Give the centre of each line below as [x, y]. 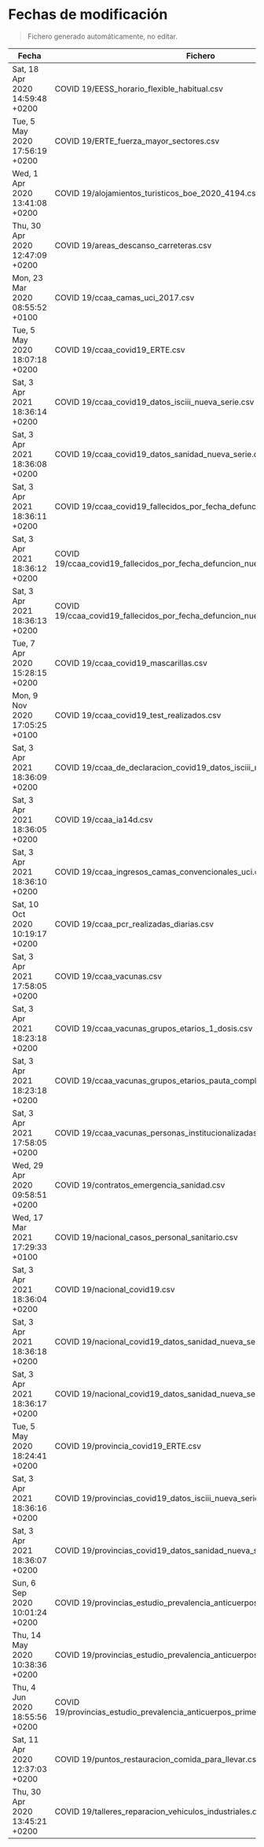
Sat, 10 [26, 904]
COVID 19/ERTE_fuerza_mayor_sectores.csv [137, 141]
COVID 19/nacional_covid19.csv [115, 1289]
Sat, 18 [26, 69]
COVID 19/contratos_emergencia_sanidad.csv [140, 1185]
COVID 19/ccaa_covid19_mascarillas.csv [131, 663]
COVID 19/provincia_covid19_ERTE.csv [128, 1446]
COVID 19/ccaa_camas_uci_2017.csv [125, 297]
